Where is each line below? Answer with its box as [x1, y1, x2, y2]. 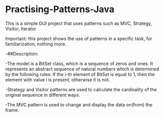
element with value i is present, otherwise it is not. [5, 76, 110, 83]
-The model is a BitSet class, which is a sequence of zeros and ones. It [5, 60, 153, 66]
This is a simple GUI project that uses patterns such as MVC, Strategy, [5, 20, 152, 26]
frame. [5, 107, 19, 113]
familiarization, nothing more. [5, 41, 67, 47]
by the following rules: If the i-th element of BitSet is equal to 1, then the [5, 71, 155, 77]
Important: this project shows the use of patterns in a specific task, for [5, 35, 152, 42]
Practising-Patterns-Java [5, 4, 115, 15]
